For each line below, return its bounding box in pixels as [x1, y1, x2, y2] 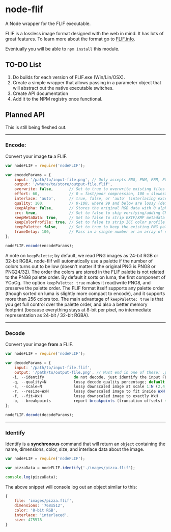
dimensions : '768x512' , [14, 503, 65, 509]
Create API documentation [12, 90, 69, 96]
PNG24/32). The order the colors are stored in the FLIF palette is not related [5, 269, 164, 275]
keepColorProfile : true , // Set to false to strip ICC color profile [14, 220, 165, 225]
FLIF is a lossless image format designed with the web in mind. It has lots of [5, 30, 164, 36]
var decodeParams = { [5, 360, 51, 366]
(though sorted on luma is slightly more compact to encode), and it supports [5, 290, 165, 297]
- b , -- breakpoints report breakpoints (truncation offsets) [12, 398, 163, 404]
